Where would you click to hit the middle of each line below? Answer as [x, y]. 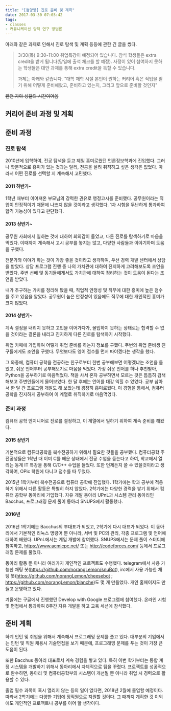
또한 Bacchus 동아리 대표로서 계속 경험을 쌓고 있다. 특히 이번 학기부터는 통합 [82, 660]
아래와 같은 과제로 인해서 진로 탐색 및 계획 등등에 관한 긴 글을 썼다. [71, 45]
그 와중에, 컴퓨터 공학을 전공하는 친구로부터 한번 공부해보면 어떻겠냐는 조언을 [82, 362]
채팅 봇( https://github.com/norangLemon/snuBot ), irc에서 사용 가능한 [86, 569]
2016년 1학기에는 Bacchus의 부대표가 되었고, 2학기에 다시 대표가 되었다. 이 [80, 526]
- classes [16, 24]
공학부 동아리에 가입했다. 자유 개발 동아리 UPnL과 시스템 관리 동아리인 [84, 495]
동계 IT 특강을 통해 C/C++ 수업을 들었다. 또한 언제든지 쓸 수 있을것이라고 [87, 465]
